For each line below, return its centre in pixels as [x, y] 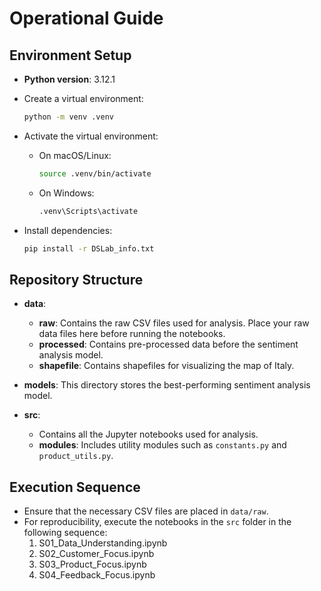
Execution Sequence [75, 487]
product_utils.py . [76, 456]
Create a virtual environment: [83, 98]
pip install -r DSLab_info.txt [89, 248]
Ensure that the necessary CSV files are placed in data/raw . [146, 511]
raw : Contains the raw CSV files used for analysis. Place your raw [174, 323]
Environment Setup [70, 55]
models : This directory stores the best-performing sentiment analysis [167, 385]
